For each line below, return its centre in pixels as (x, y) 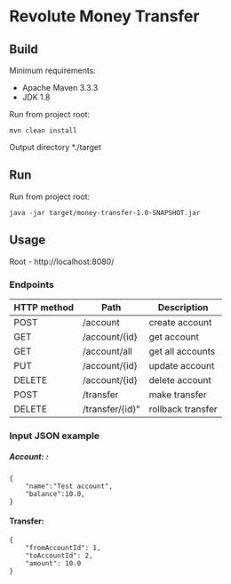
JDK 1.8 (36, 97)
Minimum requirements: (52, 70)
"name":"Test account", (69, 486)
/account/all (108, 351)
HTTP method (44, 307)
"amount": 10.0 (53, 564)
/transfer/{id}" (111, 409)
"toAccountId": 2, (59, 556)
